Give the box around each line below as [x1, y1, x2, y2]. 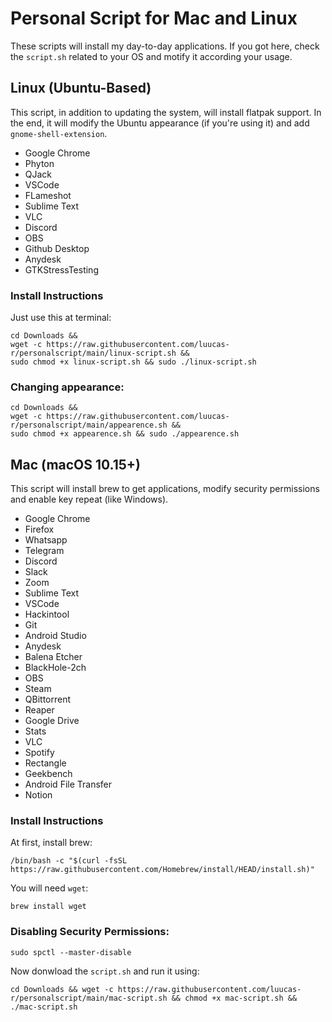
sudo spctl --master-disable [10, 947, 132, 957]
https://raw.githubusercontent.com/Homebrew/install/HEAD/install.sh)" [10, 865, 315, 875]
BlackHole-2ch [24, 662, 87, 674]
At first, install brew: [10, 837, 93, 849]
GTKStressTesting [24, 263, 99, 276]
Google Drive [24, 715, 80, 727]
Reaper [24, 704, 55, 716]
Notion [24, 789, 53, 801]
